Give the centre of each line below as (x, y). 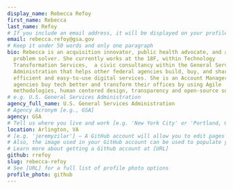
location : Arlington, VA (43, 129)
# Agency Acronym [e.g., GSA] (51, 110)
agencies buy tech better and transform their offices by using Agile (118, 84)
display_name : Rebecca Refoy (49, 13)
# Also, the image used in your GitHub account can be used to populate (114, 143)
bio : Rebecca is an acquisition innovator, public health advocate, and (114, 53)
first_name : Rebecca (37, 20)
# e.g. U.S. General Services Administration (74, 98)
